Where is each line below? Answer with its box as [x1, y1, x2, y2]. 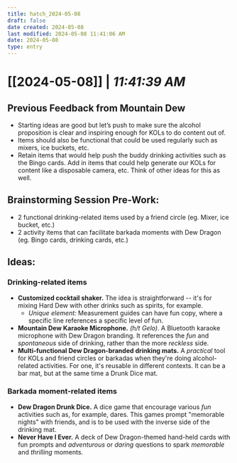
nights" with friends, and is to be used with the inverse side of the [17, 418, 211, 426]
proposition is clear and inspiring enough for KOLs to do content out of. [17, 128, 226, 137]
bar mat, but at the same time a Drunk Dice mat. [17, 369, 158, 377]
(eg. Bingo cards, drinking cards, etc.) [17, 235, 129, 244]
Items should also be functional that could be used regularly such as [17, 136, 218, 144]
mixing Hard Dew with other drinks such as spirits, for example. [17, 301, 204, 309]
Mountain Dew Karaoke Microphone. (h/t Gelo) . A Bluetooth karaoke [17, 323, 221, 332]
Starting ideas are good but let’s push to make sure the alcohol [17, 121, 201, 129]
